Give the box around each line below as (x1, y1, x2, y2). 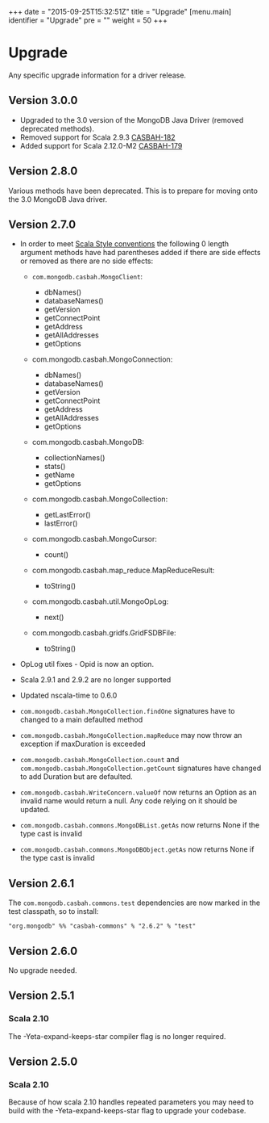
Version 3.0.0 (8, 94, 78, 107)
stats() (43, 462, 66, 471)
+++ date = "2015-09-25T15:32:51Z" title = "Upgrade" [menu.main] (8, 7, 232, 16)
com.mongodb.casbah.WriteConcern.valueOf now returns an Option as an (19, 787, 258, 798)
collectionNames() (43, 453, 106, 463)
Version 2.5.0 (8, 1055, 78, 1069)
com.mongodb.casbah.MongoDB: (31, 438, 145, 447)
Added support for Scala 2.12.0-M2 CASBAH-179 (19, 140, 183, 150)
